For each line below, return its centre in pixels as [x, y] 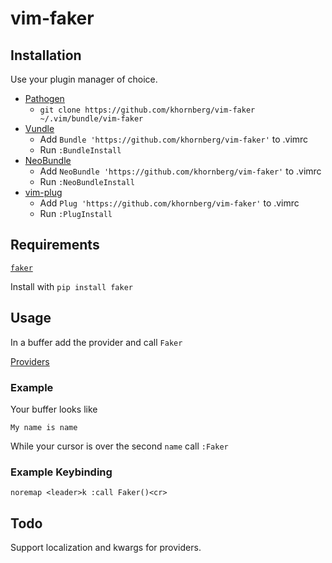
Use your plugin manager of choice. [84, 79]
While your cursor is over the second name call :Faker [119, 446]
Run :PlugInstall [76, 213]
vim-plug [43, 192]
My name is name [44, 427]
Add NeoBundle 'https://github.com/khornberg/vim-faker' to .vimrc [180, 171]
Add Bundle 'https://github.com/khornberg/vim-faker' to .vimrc [174, 139]
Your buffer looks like [54, 409]
